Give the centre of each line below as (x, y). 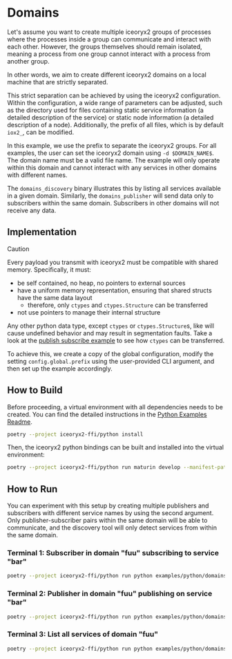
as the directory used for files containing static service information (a (105, 110)
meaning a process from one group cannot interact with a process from (109, 54)
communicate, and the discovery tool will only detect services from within (112, 528)
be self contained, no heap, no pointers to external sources (101, 283)
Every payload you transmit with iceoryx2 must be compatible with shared (113, 262)
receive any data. (32, 210)
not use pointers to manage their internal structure (89, 312)
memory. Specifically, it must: (49, 269)
